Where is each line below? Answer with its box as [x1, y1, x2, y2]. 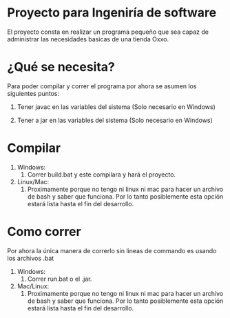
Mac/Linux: [17, 281, 50, 290]
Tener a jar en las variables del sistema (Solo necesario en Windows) [17, 116, 213, 124]
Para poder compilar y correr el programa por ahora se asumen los [7, 81, 197, 90]
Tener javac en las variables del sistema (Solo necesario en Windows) [17, 102, 216, 111]
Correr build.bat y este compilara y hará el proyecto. [27, 170, 176, 179]
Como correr [7, 224, 81, 239]
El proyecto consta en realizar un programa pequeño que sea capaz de [7, 28, 209, 36]
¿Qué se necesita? [7, 59, 116, 75]
